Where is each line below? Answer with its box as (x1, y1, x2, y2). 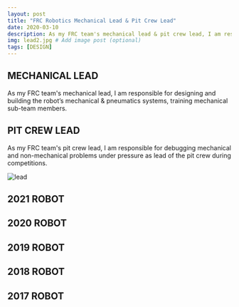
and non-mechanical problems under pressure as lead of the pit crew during (7, 151, 231, 160)
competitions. (7, 158, 48, 167)
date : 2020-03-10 (7, 24, 59, 31)
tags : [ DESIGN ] (7, 43, 53, 51)
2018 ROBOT (7, 266, 65, 278)
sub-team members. (7, 104, 68, 113)
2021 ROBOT (7, 193, 65, 205)
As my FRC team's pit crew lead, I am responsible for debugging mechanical (7, 143, 231, 152)
